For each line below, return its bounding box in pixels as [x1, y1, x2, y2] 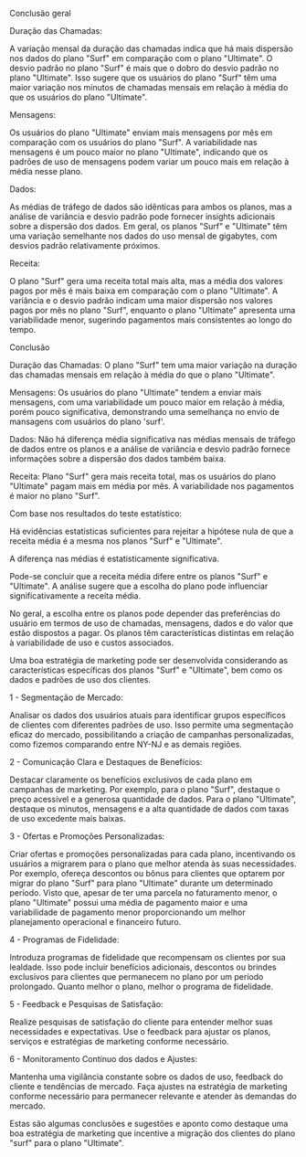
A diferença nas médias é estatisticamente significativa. [9, 553, 219, 564]
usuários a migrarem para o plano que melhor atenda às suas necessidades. [9, 858, 297, 869]
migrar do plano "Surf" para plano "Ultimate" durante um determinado [9, 877, 274, 888]
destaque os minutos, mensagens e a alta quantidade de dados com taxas [9, 803, 290, 814]
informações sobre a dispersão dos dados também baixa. [9, 453, 227, 464]
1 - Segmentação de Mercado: [9, 692, 123, 703]
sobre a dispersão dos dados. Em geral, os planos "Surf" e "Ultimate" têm [9, 221, 288, 231]
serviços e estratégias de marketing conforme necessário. [9, 1036, 229, 1046]
